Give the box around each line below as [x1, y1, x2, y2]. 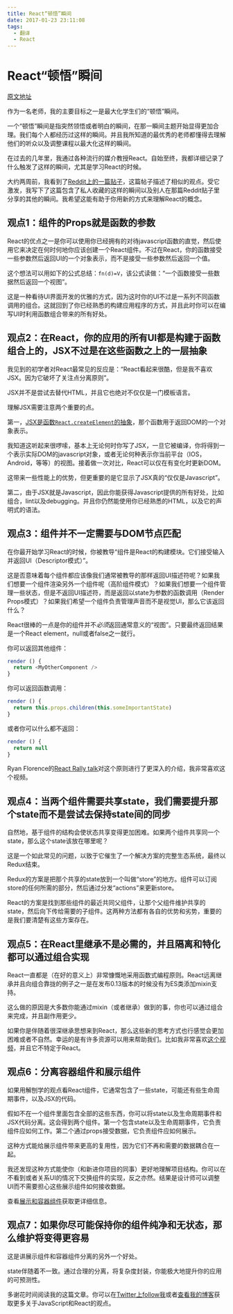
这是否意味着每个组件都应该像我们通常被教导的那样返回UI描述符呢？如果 [7, 571, 214, 579]
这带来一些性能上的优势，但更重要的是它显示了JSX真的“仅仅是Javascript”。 [7, 473, 224, 481]
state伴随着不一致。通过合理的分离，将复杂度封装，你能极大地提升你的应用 [7, 1267, 222, 1275]
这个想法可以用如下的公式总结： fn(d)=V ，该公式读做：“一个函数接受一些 [7, 269, 214, 277]
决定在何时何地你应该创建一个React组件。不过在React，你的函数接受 [25, 245, 223, 253]
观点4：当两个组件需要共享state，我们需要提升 [7, 795, 209, 807]
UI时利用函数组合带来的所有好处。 [12, 310, 111, 318]
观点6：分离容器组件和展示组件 [7, 1066, 141, 1078]
